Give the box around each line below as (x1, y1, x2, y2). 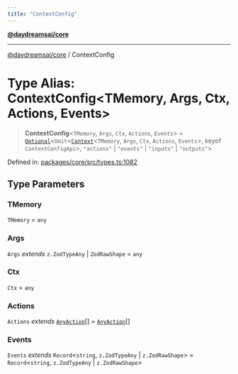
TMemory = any (7, 216, 47, 224)
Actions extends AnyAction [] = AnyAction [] (7, 317, 130, 326)
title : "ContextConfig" (7, 10, 78, 18)
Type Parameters (7, 178, 85, 190)
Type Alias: (7, 75, 76, 91)
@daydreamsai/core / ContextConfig (7, 50, 115, 59)
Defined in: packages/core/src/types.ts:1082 (7, 158, 138, 166)
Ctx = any (7, 283, 35, 292)
